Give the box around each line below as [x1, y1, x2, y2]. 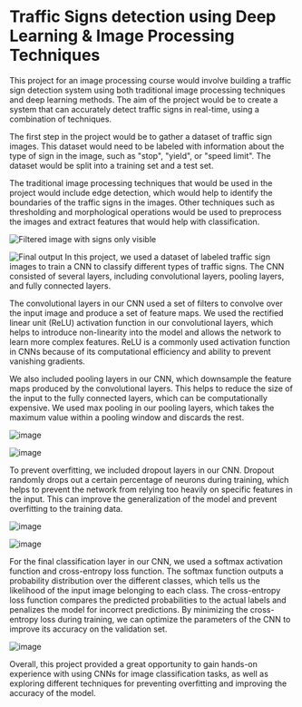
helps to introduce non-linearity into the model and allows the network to [9, 327, 282, 338]
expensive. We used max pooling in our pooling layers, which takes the [9, 402, 275, 413]
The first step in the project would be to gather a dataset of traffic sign [9, 131, 273, 142]
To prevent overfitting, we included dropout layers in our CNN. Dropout [9, 465, 275, 476]
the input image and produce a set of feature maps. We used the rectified [9, 307, 284, 319]
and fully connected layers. [9, 280, 112, 291]
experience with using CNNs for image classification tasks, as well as [9, 668, 269, 679]
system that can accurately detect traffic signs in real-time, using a [9, 103, 260, 114]
